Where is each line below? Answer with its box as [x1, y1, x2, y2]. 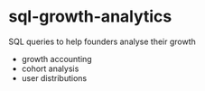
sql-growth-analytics [8, 6, 172, 27]
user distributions [21, 72, 88, 83]
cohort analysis [21, 63, 79, 74]
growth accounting [21, 53, 92, 64]
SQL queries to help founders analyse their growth [8, 36, 196, 47]
